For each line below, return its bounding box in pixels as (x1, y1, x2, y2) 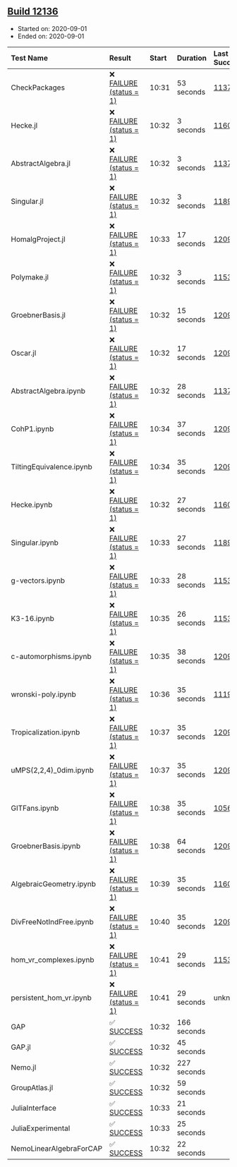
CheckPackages (11, 83, 66, 92)
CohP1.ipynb (11, 423, 54, 433)
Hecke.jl (11, 120, 38, 130)
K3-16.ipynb (11, 613, 55, 623)
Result (109, 53, 132, 63)
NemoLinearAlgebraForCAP (11, 1143, 103, 1153)
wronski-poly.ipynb (11, 689, 76, 699)
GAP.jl (11, 1042, 31, 1052)
